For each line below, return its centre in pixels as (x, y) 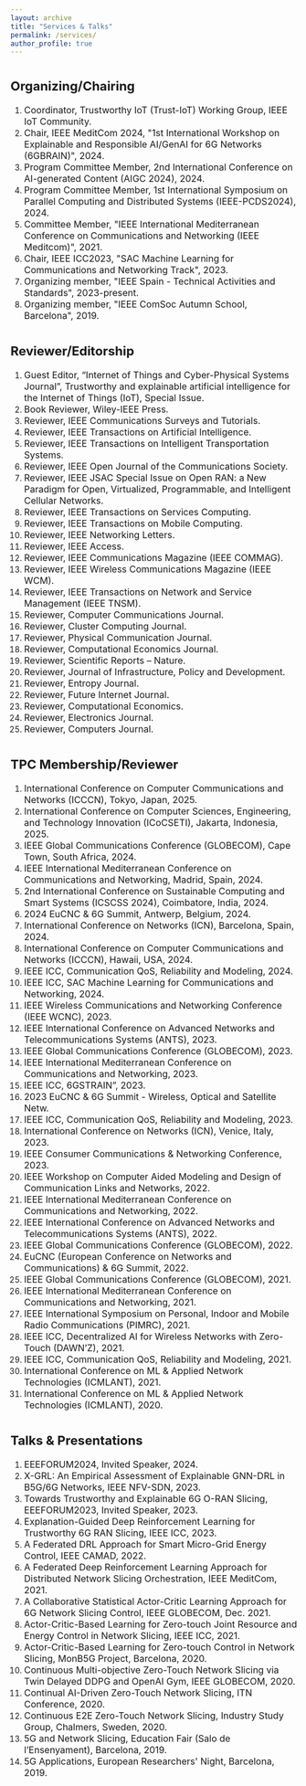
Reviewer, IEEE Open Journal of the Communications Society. (156, 467)
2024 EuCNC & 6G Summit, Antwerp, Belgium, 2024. (137, 914)
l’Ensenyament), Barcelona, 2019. (95, 1750)
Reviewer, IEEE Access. (74, 546)
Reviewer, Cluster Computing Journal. (105, 627)
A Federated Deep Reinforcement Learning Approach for (145, 1567)
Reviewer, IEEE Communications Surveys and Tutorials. (142, 421)
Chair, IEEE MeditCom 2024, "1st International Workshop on (152, 133)
